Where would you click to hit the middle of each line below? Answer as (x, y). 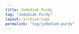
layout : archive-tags (28, 19)
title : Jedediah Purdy (29, 10)
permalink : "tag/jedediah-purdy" (40, 24)
